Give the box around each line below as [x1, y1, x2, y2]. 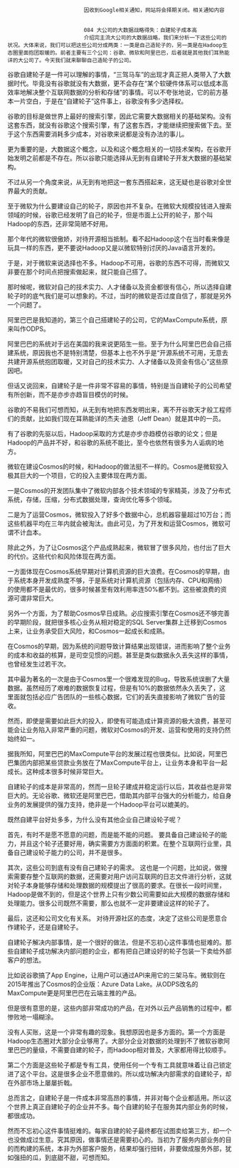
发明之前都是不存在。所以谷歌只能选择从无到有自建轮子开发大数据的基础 [13, 154, 225, 162]
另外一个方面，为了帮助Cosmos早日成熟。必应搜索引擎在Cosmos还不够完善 [7, 609, 230, 617]
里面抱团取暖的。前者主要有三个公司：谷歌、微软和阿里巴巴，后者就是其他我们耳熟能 [17, 49, 230, 56]
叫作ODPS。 [13, 324, 50, 333]
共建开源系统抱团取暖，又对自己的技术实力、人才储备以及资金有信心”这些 [7, 358, 223, 366]
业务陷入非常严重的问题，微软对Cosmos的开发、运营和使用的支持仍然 [26, 726, 231, 734]
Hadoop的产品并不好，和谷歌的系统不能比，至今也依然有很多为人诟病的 [7, 438, 218, 447]
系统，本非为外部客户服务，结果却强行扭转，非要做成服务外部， [38, 1145, 225, 1152]
